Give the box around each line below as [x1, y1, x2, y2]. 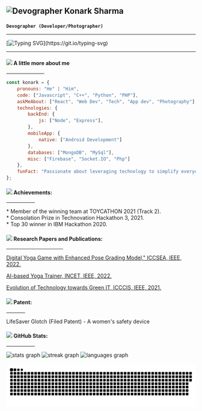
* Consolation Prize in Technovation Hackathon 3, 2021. [6, 214, 144, 221]
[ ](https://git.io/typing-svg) [6, 39, 108, 46]
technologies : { [17, 105, 58, 111]
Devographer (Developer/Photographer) [6, 23, 103, 29]
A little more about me [13, 60, 70, 67]
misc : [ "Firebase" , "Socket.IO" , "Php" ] [28, 156, 130, 162]
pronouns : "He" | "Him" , [17, 86, 79, 92]
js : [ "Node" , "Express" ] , [38, 118, 103, 124]
